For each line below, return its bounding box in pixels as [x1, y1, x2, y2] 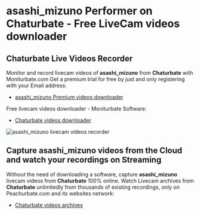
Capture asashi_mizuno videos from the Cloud [6, 145, 183, 156]
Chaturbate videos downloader [14, 117, 91, 124]
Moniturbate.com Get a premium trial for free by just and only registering [6, 76, 185, 82]
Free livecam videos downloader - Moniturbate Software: [6, 105, 147, 112]
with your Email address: [6, 82, 67, 89]
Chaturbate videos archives [14, 201, 84, 209]
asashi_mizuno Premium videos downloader [14, 94, 124, 100]
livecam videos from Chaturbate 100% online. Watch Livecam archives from [6, 177, 194, 184]
